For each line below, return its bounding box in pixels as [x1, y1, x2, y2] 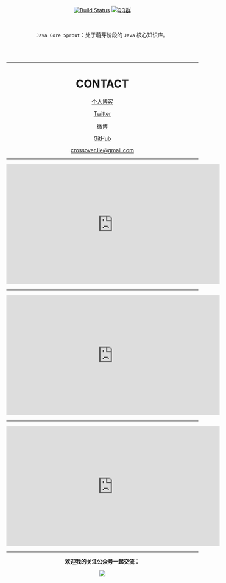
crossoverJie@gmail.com [71, 146, 134, 154]
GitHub [93, 135, 111, 142]
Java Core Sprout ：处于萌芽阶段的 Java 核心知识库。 [36, 31, 169, 38]
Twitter [93, 110, 111, 117]
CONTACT [76, 77, 129, 91]
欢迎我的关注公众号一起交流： [65, 557, 140, 565]
